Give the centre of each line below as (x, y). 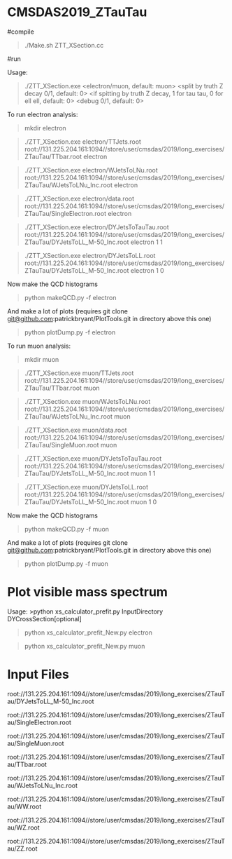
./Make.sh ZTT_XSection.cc (64, 45)
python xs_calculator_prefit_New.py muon (85, 646)
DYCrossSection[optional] (44, 618)
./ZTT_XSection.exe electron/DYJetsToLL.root (90, 255)
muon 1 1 (143, 473)
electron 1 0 (147, 270)
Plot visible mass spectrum (87, 592)
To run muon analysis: (39, 346)
